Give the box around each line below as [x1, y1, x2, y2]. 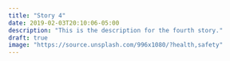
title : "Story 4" [8, 11, 66, 20]
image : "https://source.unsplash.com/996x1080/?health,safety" [8, 41, 224, 49]
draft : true [8, 33, 48, 42]
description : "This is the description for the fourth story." [8, 26, 224, 34]
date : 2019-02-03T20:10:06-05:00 [8, 19, 120, 27]
